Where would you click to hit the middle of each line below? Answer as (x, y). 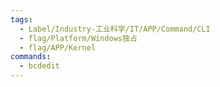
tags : (21, 19)
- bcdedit (39, 66)
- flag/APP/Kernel (58, 47)
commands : (31, 57)
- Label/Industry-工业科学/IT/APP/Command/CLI (115, 29)
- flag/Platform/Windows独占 (78, 38)
